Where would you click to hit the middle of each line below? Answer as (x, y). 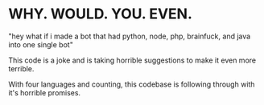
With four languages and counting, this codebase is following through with (132, 84)
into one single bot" (41, 44)
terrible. (21, 68)
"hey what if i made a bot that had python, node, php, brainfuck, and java (130, 36)
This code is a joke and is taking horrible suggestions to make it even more (132, 60)
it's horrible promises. (45, 92)
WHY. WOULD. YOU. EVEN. (101, 14)
